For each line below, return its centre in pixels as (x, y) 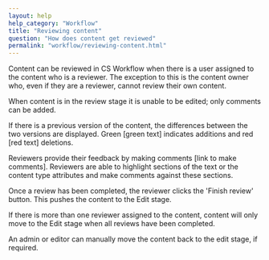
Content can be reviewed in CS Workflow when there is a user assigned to (131, 68)
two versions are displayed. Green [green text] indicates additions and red (131, 134)
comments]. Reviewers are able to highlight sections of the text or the (123, 167)
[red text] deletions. (41, 142)
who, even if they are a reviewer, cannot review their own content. (118, 86)
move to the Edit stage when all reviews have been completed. (112, 224)
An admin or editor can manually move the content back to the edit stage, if (133, 239)
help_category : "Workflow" (53, 23)
